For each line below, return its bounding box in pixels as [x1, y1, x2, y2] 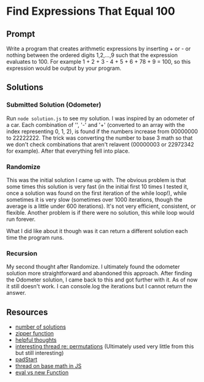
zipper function [15, 330, 54, 337]
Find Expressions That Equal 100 [6, 4, 175, 18]
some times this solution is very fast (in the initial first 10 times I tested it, [6, 183, 189, 190]
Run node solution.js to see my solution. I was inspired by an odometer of [6, 115, 195, 122]
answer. [6, 289, 26, 297]
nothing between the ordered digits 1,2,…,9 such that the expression [6, 52, 178, 59]
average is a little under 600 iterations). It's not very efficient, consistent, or [6, 202, 197, 210]
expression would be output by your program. [6, 64, 122, 72]
